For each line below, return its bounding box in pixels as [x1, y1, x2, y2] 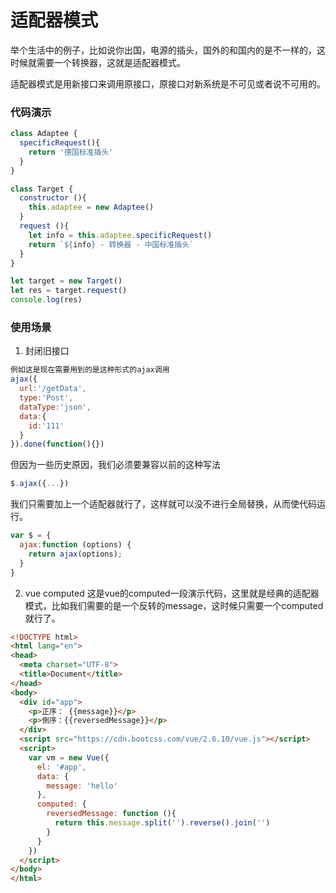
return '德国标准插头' [28, 147, 114, 157]
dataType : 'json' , [19, 402, 92, 412]
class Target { [10, 184, 74, 194]
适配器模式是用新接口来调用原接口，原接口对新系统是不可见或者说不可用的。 [10, 77, 326, 90]
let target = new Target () [10, 276, 123, 286]
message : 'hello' [46, 781, 118, 791]
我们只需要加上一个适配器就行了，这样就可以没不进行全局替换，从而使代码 [10, 498, 317, 510]
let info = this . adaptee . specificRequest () [28, 230, 213, 240]
